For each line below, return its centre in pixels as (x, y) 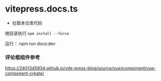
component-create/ (25, 73)
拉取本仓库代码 (27, 23)
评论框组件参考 (23, 57)
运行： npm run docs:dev (30, 43)
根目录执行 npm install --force (37, 33)
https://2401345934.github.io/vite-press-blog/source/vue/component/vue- (80, 68)
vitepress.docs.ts (41, 9)
